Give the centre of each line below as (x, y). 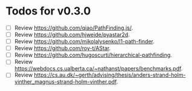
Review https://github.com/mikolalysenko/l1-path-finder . (85, 42)
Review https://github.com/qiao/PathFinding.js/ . (74, 28)
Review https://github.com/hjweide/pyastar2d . (72, 35)
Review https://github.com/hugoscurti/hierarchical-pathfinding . (93, 55)
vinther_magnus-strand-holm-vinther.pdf (66, 82)
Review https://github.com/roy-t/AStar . (62, 48)
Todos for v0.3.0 (48, 11)
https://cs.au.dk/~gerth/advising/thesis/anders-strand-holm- (110, 75)
